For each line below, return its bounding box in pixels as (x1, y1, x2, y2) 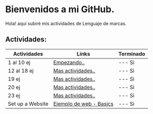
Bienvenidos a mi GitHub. (5, 4, 115, 15)
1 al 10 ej (8, 59, 31, 66)
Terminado (118, 50, 145, 57)
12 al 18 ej (8, 67, 34, 74)
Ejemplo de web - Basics (53, 100, 114, 107)
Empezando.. (53, 59, 85, 66)
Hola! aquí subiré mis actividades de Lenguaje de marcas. (5, 20, 126, 26)
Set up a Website (8, 100, 48, 107)
